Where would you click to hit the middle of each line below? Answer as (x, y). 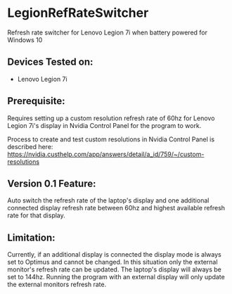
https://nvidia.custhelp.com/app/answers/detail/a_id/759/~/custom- (106, 154)
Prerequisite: (36, 101)
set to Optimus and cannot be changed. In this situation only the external (112, 262)
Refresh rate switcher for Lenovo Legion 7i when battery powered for (108, 32)
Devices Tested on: (50, 62)
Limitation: (31, 237)
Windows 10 (25, 39)
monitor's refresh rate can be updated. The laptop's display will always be (114, 269)
